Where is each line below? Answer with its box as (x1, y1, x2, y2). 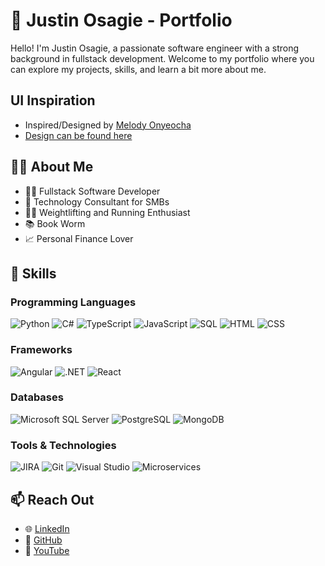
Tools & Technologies (10, 438, 117, 452)
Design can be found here (24, 129, 133, 141)
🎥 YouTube (24, 544, 70, 556)
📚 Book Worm (24, 217, 86, 229)
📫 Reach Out (10, 491, 95, 508)
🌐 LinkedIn (24, 522, 70, 534)
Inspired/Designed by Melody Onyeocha (24, 119, 192, 131)
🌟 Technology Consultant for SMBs (24, 195, 170, 208)
